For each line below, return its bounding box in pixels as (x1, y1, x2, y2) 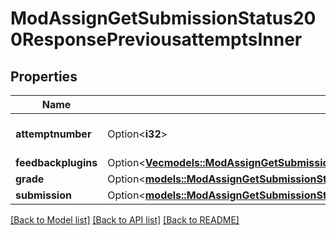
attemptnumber (15, 127, 92, 141)
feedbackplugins (15, 156, 98, 169)
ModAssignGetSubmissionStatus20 (10, 7, 317, 30)
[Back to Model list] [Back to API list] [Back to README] (10, 214, 240, 226)
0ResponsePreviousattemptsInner (10, 28, 303, 51)
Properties (10, 68, 78, 85)
